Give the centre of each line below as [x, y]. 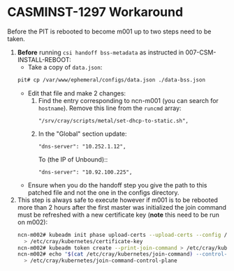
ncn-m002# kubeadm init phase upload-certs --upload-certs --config [119, 235]
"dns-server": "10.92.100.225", [85, 172]
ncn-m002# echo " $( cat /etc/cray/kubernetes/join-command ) [105, 254]
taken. [16, 38]
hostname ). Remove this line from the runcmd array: [110, 108]
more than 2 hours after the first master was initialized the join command [122, 207]
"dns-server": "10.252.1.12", [82, 146]
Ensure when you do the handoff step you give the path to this [117, 185]
